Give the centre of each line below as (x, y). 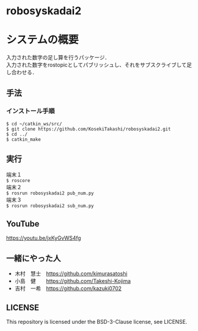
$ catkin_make (24, 139)
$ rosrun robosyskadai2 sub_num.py (50, 206)
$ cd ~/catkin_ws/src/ (34, 124)
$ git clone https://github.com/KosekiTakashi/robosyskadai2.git (88, 129)
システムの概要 (42, 40)
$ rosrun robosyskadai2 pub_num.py (50, 193)
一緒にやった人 (33, 258)
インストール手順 (31, 111)
